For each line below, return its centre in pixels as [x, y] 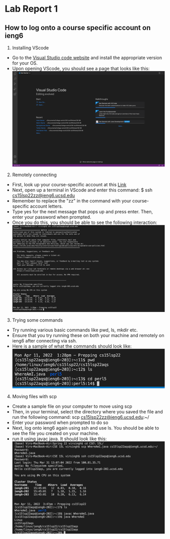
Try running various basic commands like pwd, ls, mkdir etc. [75, 330]
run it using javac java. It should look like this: [59, 439]
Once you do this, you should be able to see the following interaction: [84, 222]
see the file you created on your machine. [56, 433]
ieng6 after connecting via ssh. [44, 341]
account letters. [46, 206]
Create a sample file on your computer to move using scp [72, 406]
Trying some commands [37, 320]
